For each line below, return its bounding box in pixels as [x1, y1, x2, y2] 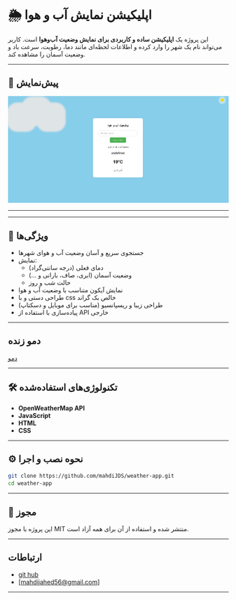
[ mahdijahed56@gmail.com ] [18, 578, 100, 586]
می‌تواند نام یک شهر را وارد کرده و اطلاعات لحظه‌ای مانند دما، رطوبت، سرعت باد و [8, 42, 223, 51]
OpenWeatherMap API [18, 403, 85, 412]
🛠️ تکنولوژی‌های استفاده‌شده [8, 381, 118, 393]
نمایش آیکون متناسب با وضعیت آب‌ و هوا [18, 285, 123, 294]
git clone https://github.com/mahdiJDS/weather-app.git [8, 473, 174, 480]
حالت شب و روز [28, 278, 71, 287]
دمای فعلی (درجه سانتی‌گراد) [28, 263, 104, 272]
